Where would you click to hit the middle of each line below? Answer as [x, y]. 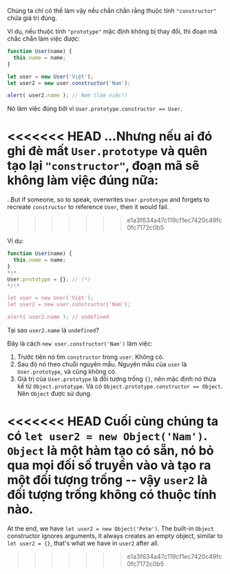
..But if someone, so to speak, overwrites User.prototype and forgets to [108, 199]
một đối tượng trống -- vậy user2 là [107, 480]
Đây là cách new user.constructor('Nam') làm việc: [80, 344]
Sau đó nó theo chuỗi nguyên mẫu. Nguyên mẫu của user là [102, 364]
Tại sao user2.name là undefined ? [53, 330]
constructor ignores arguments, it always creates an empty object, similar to [115, 536]
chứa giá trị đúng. [32, 18]
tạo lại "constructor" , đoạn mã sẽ [103, 166]
